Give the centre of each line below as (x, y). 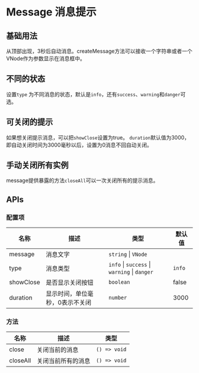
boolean (119, 282)
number (118, 298)
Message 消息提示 (51, 12)
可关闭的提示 (30, 122)
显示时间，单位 (67, 294)
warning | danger (131, 272)
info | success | (130, 265)
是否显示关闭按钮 (70, 283)
